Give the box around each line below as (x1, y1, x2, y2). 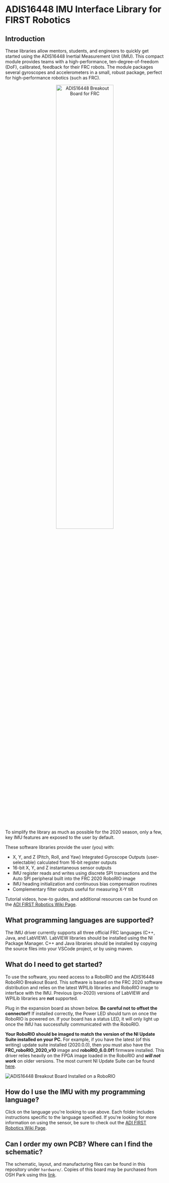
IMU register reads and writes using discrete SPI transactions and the (12, 870, 157, 876)
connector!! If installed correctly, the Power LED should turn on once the (5, 1010, 157, 1017)
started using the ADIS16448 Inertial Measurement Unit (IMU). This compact (5, 53, 164, 59)
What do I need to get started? (5, 960, 102, 969)
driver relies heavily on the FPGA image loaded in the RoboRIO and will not (5, 1052, 161, 1059)
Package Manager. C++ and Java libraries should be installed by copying (5, 940, 157, 946)
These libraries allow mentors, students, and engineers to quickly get (5, 48, 149, 54)
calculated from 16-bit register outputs (37, 859, 117, 865)
